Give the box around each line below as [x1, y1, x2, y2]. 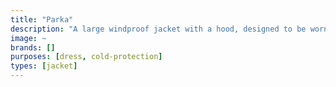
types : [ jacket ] [10, 61, 78, 71]
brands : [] [10, 42, 56, 53]
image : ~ [10, 33, 47, 43]
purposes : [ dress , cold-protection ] [10, 52, 163, 62]
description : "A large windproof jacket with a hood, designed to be [10, 24, 307, 34]
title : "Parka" [10, 14, 74, 25]
